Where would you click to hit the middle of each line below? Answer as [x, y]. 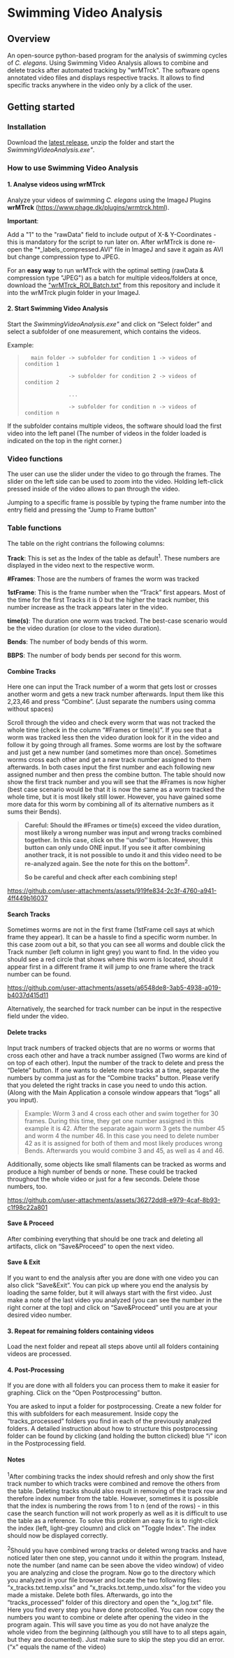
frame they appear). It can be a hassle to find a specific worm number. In [112, 937]
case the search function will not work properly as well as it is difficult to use [117, 1513]
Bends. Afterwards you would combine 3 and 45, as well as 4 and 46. [124, 1151]
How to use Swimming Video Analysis [73, 168]
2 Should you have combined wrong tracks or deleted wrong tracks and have [117, 1550]
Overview [29, 39]
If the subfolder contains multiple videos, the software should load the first [115, 426]
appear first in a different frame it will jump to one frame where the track [111, 967]
